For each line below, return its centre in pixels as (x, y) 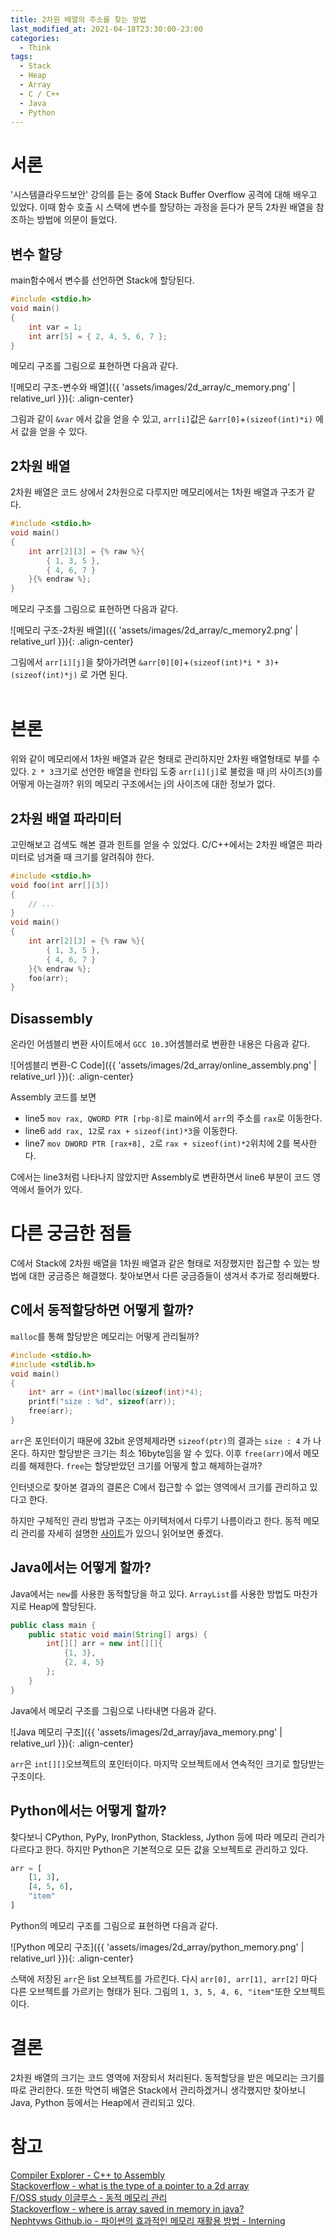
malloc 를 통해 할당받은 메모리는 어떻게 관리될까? (105, 1336)
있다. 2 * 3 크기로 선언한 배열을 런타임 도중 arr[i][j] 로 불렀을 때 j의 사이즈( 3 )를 (166, 772)
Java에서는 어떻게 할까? (81, 1567)
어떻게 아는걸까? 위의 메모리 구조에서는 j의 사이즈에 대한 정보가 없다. (143, 784)
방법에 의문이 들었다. (77, 220)
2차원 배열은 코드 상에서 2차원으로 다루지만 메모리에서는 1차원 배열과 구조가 (157, 492)
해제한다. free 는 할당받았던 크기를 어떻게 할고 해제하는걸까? (145, 1465)
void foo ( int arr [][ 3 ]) (60, 885)
